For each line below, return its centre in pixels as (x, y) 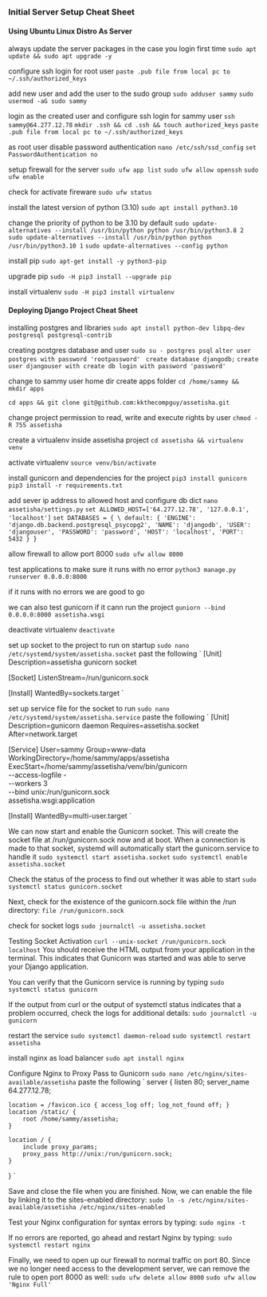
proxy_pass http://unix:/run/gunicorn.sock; (98, 1154)
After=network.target (43, 734)
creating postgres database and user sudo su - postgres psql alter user (130, 351)
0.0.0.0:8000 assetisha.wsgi (57, 615)
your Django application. (49, 967)
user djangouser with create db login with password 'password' (117, 367)
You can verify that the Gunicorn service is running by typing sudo (116, 982)
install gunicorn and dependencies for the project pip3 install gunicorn (128, 478)
